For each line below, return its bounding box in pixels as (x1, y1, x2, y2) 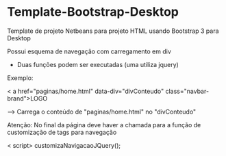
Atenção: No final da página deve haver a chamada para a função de (7, 120, 201, 129)
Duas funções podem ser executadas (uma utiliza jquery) (16, 60, 179, 68)
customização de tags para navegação (7, 128, 117, 136)
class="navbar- (165, 87, 210, 95)
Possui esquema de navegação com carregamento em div (7, 47, 171, 55)
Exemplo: (7, 73, 34, 82)
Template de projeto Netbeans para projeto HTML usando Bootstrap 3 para (7, 27, 219, 35)
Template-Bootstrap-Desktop (7, 4, 179, 20)
